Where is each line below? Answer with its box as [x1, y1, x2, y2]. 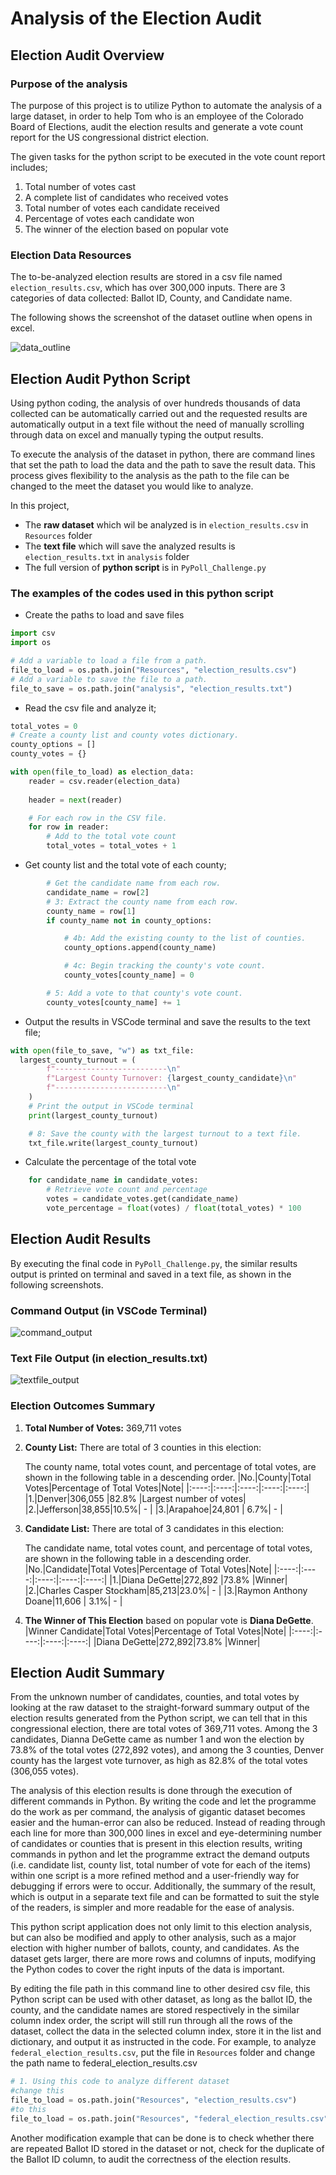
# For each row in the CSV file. [28, 813, 168, 823]
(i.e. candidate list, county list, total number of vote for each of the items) [10, 1859, 312, 1871]
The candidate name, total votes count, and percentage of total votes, [24, 1542, 313, 1554]
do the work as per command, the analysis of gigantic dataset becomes [10, 1806, 306, 1818]
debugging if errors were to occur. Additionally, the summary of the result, [10, 1880, 317, 1892]
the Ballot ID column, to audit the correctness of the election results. [10, 2153, 292, 2165]
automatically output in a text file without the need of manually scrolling [10, 418, 305, 430]
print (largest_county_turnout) [28, 1110, 159, 1121]
